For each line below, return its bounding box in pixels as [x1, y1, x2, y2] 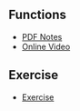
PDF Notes [21, 31, 63, 42]
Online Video [21, 41, 71, 52]
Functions [8, 7, 67, 23]
